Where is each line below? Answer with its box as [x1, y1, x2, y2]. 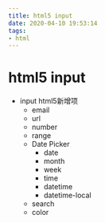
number [31, 122, 58, 132]
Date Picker [31, 140, 70, 149]
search [31, 199, 55, 209]
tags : [8, 26, 26, 34]
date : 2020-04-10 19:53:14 [8, 19, 98, 27]
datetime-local [43, 190, 91, 201]
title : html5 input [8, 11, 73, 20]
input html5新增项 [19, 96, 78, 106]
